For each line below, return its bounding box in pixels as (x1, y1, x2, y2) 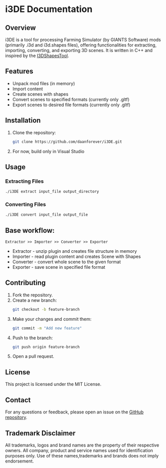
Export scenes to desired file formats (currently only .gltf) (12, 102, 131, 108)
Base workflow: (5, 226, 55, 235)
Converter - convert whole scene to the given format (12, 259, 121, 265)
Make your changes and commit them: (12, 316, 92, 322)
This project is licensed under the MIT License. (5, 381, 102, 387)
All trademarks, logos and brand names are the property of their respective (5, 442, 160, 448)
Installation (5, 116, 41, 125)
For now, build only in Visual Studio (12, 148, 85, 154)
